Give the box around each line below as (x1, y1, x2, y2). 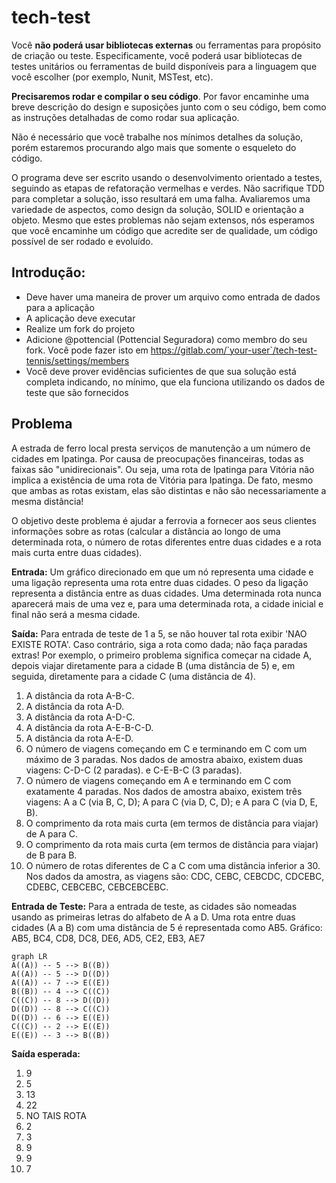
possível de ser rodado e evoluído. (11, 235, 154, 247)
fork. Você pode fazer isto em (25, 344, 149, 356)
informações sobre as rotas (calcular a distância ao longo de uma (11, 525, 281, 537)
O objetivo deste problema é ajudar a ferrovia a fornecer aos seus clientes (11, 514, 317, 526)
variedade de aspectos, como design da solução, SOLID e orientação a (11, 203, 304, 215)
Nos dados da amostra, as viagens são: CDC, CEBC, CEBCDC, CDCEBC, (25, 870, 325, 882)
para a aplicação (25, 301, 95, 313)
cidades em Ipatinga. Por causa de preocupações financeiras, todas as (11, 452, 304, 465)
